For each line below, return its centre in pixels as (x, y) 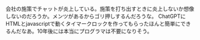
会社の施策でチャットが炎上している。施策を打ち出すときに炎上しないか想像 (100, 9)
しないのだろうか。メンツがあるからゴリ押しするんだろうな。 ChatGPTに (96, 16)
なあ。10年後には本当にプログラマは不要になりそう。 (87, 31)
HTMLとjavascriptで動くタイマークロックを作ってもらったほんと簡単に (93, 24)
